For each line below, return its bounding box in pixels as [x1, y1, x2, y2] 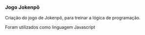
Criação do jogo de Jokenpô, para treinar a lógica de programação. [5, 15, 141, 21]
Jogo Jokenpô [5, 4, 40, 11]
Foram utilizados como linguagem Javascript [5, 24, 95, 30]
